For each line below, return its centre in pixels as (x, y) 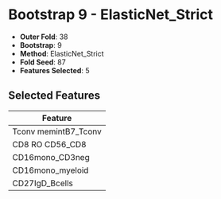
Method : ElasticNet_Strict (62, 53)
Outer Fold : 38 (44, 37)
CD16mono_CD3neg (51, 157)
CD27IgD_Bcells (43, 183)
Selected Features (54, 96)
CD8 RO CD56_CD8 (49, 144)
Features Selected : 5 (54, 70)
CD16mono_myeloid (50, 170)
